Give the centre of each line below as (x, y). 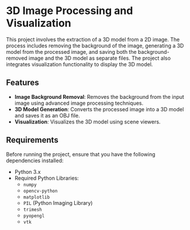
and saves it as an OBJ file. (47, 115)
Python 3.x (27, 171)
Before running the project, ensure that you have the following (81, 154)
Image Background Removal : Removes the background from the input (99, 97)
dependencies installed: (35, 160)
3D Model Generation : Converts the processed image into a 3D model (99, 109)
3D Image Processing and (70, 11)
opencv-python (40, 191)
